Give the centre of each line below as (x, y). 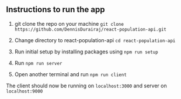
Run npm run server (38, 63)
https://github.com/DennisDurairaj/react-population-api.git (90, 29)
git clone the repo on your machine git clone (69, 23)
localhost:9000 (25, 91)
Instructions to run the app (55, 10)
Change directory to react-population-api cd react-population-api (95, 40)
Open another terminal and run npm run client (71, 74)
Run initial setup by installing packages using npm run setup (86, 52)
